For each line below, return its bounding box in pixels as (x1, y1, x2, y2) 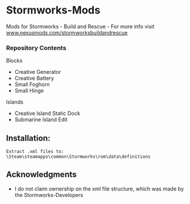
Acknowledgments (6, 169, 77, 179)
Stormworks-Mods (6, 4, 101, 17)
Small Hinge (14, 87, 44, 94)
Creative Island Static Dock (14, 110, 80, 117)
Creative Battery (14, 74, 55, 82)
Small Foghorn (14, 81, 50, 88)
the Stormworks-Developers (14, 191, 83, 198)
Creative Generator (14, 69, 62, 76)
